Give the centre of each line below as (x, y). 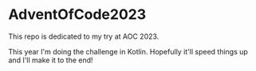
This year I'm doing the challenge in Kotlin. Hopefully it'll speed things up (128, 51)
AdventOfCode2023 (77, 15)
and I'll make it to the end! (51, 60)
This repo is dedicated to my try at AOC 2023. (84, 36)
